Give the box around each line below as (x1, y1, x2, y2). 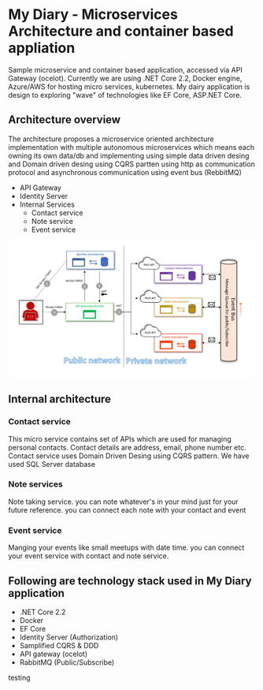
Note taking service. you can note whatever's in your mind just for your (8, 497, 239, 506)
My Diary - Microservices (8, 6, 179, 24)
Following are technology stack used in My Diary (8, 574, 252, 587)
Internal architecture (8, 393, 112, 406)
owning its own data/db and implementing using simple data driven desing (8, 151, 250, 160)
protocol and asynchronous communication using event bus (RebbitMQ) (8, 167, 243, 177)
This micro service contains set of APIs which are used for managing (8, 434, 232, 443)
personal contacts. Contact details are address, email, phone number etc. (8, 442, 246, 452)
